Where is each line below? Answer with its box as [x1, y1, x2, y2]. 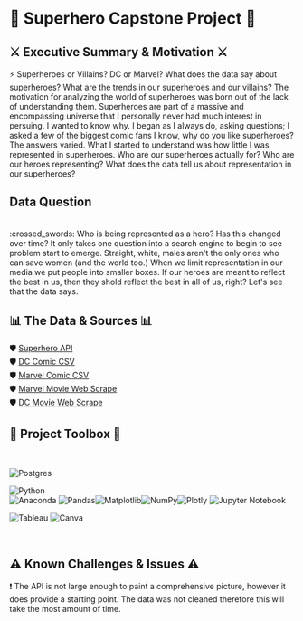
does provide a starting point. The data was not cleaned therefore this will [9, 594, 285, 605]
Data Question [9, 195, 92, 210]
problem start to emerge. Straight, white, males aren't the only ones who [9, 247, 279, 258]
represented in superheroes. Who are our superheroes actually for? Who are [9, 149, 295, 159]
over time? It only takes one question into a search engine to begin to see [9, 237, 283, 248]
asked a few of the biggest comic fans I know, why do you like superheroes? [9, 130, 294, 140]
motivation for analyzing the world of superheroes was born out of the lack [9, 91, 289, 102]
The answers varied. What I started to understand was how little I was [9, 139, 270, 150]
